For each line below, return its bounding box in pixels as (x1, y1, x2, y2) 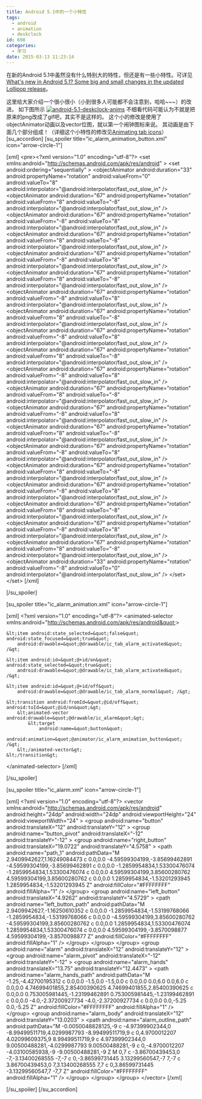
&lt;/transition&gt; (6, 752, 59, 758)
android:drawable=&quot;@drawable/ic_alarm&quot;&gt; (6, 715, 145, 721)
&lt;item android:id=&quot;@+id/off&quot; (6, 683, 115, 689)
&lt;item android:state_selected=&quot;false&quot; (6, 630, 139, 637)
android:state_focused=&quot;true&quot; (6, 635, 110, 641)
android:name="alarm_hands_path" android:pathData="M (6, 971, 150, 978)
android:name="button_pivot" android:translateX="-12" (6, 829, 143, 837)
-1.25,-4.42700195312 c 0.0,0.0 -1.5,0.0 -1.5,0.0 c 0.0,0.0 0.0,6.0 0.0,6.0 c (6, 977, 189, 985)
